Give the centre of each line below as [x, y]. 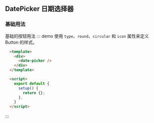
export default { [32, 83]
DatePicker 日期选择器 [39, 9]
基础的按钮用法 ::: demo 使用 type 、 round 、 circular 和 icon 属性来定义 [77, 36]
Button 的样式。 [21, 42]
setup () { [28, 88]
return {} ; [34, 93]
